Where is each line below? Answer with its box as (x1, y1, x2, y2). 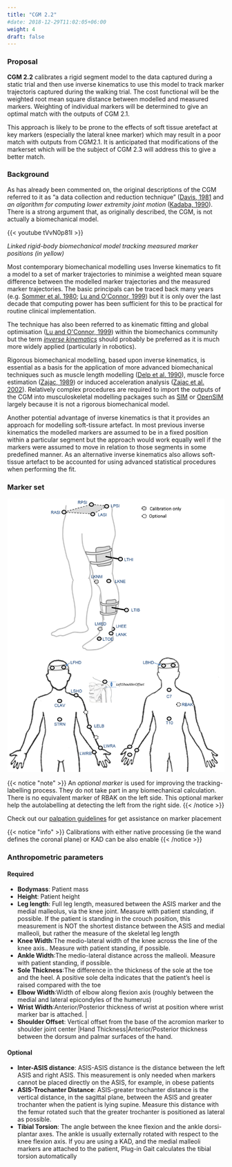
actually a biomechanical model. (7, 215, 99, 223)
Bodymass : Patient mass (17, 885, 89, 894)
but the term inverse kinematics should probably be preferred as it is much (7, 335, 220, 343)
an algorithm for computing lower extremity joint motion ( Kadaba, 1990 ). (7, 200, 213, 208)
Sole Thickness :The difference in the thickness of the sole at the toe (17, 966, 213, 974)
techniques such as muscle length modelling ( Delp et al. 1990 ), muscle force (7, 370, 224, 379)
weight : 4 (7, 26, 36, 33)
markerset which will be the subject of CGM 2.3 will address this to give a (7, 145, 216, 153)
